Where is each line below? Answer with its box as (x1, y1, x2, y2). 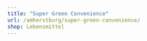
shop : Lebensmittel (7, 23, 65, 30)
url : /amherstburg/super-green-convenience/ (7, 17, 141, 24)
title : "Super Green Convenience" (7, 10, 110, 17)
